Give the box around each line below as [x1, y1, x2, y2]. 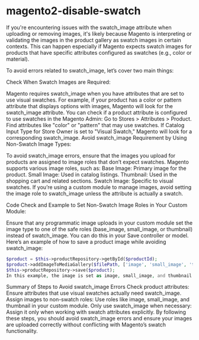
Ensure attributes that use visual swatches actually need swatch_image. [6, 289, 182, 297]
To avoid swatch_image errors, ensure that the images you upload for [6, 152, 176, 159]
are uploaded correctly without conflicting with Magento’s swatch [6, 321, 166, 328]
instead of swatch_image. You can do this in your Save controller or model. [6, 232, 189, 239]
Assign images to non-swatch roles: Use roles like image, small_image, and [6, 296, 190, 303]
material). [6, 55, 30, 62]
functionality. [6, 328, 38, 335]
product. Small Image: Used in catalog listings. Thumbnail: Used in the [6, 171, 178, 178]
